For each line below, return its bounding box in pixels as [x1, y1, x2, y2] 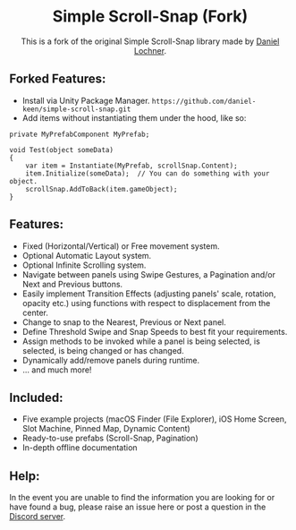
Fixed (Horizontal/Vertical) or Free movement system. [21, 240, 220, 252]
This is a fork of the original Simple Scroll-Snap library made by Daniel [21, 36, 280, 47]
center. [21, 307, 49, 318]
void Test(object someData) [9, 145, 114, 154]
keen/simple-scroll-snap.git [21, 105, 131, 114]
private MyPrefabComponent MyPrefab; [9, 130, 150, 139]
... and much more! [21, 364, 92, 375]
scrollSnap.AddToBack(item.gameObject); [25, 184, 178, 193]
